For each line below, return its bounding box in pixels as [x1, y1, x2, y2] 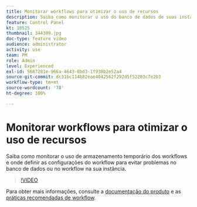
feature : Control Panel [6, 19, 64, 25]
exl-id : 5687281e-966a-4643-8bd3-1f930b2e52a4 [6, 69, 122, 74]
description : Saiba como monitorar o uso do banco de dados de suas [6, 14, 177, 20]
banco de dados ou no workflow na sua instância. [6, 165, 127, 172]
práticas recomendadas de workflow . [6, 194, 96, 201]
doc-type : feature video [6, 36, 67, 42]
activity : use [6, 47, 41, 53]
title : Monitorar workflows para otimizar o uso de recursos [6, 8, 159, 15]
